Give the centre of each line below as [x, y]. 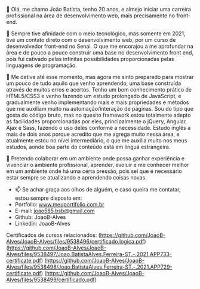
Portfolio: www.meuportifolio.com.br [59, 204]
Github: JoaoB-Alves [40, 217]
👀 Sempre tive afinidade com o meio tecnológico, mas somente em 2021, [96, 34]
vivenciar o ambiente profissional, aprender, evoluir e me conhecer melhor [98, 165]
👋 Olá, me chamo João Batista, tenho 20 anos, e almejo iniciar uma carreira [99, 9]
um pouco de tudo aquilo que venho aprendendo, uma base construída [94, 83]
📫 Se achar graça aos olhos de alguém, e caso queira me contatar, [98, 189]
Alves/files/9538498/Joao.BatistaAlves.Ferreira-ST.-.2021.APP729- [89, 267]
